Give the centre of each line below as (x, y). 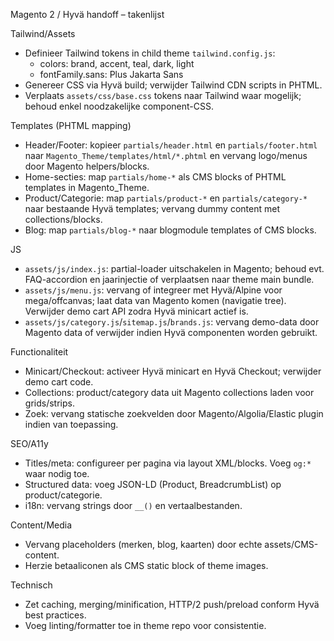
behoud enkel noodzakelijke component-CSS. (119, 106)
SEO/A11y (29, 443)
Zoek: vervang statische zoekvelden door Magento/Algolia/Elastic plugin (174, 413)
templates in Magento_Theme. (87, 187)
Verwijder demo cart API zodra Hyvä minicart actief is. (136, 311)
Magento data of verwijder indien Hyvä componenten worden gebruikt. (171, 332)
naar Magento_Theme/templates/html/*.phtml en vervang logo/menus (166, 155)
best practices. (55, 615)
